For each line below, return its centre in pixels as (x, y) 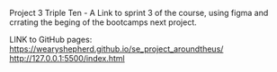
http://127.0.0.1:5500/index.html (67, 58)
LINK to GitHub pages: (51, 40)
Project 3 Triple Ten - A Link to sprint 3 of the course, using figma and (139, 13)
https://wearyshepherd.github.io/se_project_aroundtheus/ (116, 49)
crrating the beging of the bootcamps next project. (103, 22)
